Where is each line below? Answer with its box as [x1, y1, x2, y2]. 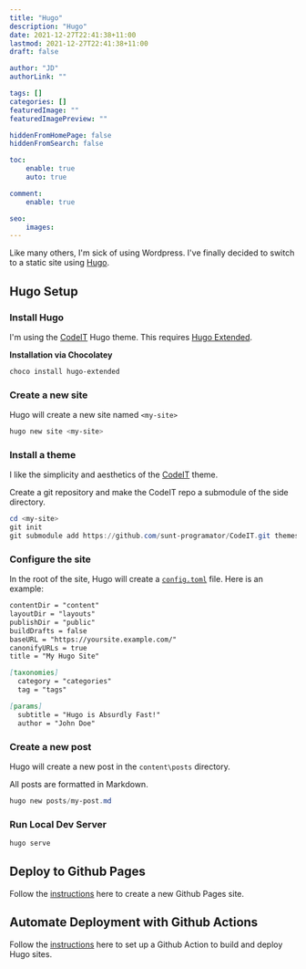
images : [25, 223, 55, 232]
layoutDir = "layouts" [9, 610, 96, 619]
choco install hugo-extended [9, 367, 120, 376]
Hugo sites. [9, 948, 53, 959]
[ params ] [9, 702, 43, 711]
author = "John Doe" [17, 718, 96, 728]
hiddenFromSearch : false [9, 139, 104, 149]
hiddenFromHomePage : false [9, 130, 112, 140]
